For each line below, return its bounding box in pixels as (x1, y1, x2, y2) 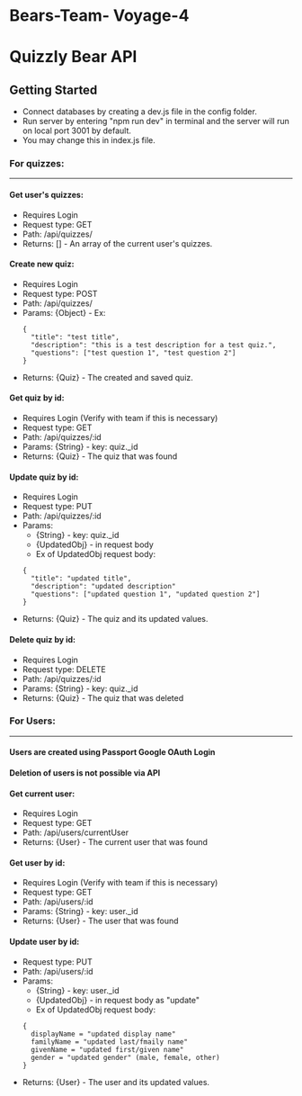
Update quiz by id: (9, 472, 79, 482)
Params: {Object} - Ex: (22, 307, 106, 318)
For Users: (9, 714, 56, 727)
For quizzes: (9, 157, 65, 170)
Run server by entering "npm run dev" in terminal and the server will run (22, 116, 289, 127)
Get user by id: (9, 857, 66, 868)
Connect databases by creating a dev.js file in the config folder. (22, 106, 258, 117)
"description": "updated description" (31, 582, 176, 591)
